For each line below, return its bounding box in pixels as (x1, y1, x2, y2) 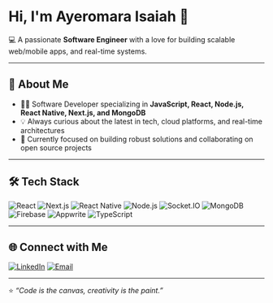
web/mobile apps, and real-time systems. (8, 46, 148, 56)
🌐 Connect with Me (8, 240, 108, 254)
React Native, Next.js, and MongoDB (19, 107, 146, 117)
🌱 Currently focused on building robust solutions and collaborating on (19, 134, 253, 144)
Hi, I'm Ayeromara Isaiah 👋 (8, 7, 189, 26)
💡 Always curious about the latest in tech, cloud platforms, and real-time (19, 116, 262, 126)
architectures (19, 125, 65, 135)
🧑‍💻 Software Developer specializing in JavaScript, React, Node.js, (19, 99, 245, 109)
